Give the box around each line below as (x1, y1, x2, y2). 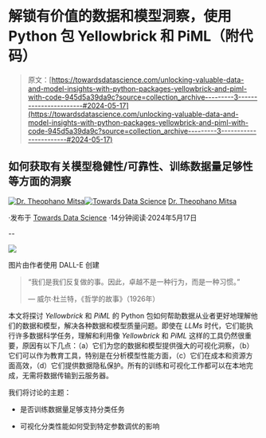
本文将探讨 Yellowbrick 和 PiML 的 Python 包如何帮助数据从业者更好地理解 (8, 311, 252, 320)
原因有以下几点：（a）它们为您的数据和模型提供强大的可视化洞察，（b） (22, 340, 254, 350)
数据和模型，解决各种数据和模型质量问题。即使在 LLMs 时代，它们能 (22, 320, 247, 330)
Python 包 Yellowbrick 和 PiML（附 (8, 27, 240, 45)
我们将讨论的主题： (8, 387, 72, 397)
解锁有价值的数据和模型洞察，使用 (8, 7, 233, 25)
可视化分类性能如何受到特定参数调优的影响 (19, 421, 160, 431)
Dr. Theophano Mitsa (168, 196, 237, 205)
